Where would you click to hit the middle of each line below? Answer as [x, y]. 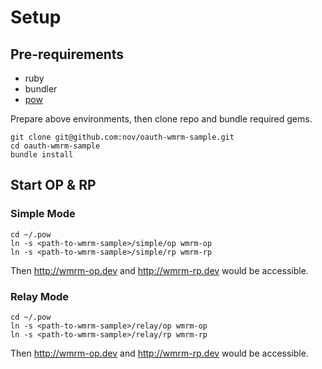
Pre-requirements [67, 54]
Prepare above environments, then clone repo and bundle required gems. [161, 119]
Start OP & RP [53, 185]
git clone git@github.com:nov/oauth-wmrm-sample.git [122, 137]
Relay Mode [39, 296]
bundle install [42, 155]
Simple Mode [43, 214]
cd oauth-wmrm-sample [55, 146]
